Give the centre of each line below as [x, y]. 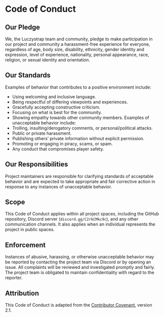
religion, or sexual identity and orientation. [48, 60]
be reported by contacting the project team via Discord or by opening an [78, 262]
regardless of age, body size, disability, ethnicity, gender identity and [75, 49]
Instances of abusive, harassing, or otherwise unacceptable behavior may [80, 257]
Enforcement [25, 245]
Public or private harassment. [42, 133]
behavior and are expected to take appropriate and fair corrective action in [80, 181]
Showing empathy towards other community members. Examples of [81, 117]
